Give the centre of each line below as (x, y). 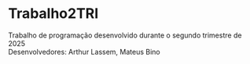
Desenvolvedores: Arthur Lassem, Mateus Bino (84, 52)
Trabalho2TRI (53, 14)
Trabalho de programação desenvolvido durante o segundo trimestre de (125, 35)
